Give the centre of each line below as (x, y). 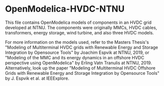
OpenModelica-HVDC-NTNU (65, 9)
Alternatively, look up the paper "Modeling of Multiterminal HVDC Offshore (80, 68)
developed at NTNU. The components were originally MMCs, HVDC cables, (81, 27)
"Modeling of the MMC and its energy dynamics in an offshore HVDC (75, 57)
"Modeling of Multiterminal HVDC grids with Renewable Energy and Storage (82, 47)
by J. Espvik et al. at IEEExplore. (37, 78)
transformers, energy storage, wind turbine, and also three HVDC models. (80, 33)
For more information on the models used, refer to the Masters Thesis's (77, 42)
